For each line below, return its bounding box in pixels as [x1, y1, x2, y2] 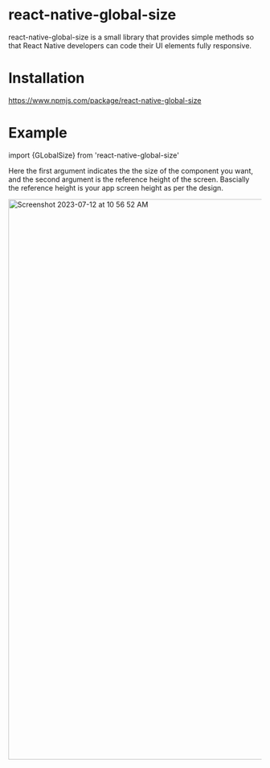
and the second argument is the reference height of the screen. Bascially [8, 175, 250, 184]
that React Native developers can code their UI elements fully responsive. [8, 40, 252, 50]
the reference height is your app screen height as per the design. [8, 183, 223, 192]
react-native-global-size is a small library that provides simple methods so [8, 32, 255, 42]
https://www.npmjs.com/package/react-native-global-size [8, 95, 202, 105]
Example [8, 124, 67, 142]
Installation [8, 69, 85, 88]
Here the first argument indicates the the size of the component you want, [8, 166, 253, 175]
